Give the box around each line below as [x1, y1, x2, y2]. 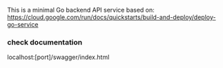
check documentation [7, 37, 83, 47]
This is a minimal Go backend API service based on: [7, 6, 155, 14]
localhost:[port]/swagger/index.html [7, 53, 110, 61]
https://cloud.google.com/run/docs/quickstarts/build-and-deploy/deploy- [7, 13, 216, 21]
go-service [7, 21, 39, 28]
